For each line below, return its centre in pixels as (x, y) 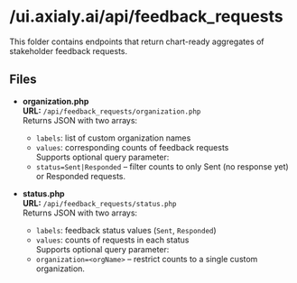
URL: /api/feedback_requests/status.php (100, 203)
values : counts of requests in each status (112, 240)
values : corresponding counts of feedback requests (132, 147)
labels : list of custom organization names (113, 138)
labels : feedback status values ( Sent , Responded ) (126, 230)
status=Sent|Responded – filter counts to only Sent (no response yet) (162, 166)
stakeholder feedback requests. (69, 50)
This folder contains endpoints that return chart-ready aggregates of (137, 41)
